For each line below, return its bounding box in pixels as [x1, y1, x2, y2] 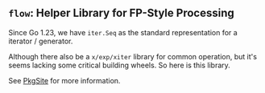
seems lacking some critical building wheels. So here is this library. [8, 60, 231, 70]
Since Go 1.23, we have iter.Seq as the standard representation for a [8, 27, 238, 37]
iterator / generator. [8, 36, 73, 46]
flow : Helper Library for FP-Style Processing [8, 6, 235, 20]
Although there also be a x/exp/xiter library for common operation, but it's [8, 51, 258, 61]
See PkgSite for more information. [8, 75, 121, 85]
